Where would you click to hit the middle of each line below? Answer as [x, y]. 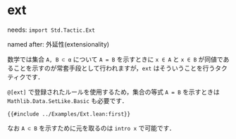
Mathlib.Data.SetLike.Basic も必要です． [68, 100]
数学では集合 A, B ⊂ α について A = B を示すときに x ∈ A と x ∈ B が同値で [115, 59]
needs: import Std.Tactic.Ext [51, 30]
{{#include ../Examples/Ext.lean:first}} [69, 114]
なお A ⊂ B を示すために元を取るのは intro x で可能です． [92, 128]
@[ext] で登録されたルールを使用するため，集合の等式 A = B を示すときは [113, 92]
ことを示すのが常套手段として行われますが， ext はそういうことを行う [114, 68]
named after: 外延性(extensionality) [58, 44]
